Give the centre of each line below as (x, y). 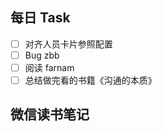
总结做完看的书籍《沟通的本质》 (90, 80)
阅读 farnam (49, 67)
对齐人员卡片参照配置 (68, 44)
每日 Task (40, 18)
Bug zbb (42, 55)
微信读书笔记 (50, 114)
